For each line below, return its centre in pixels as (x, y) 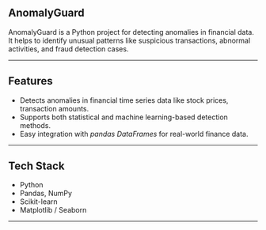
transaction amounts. (54, 108)
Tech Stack (36, 166)
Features (30, 81)
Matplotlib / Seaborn (53, 210)
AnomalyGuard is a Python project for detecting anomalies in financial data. (131, 32)
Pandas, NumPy (46, 194)
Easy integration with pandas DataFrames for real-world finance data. (134, 134)
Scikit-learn (38, 202)
